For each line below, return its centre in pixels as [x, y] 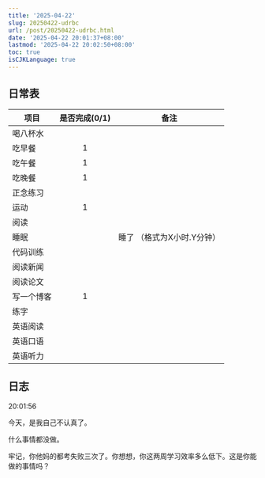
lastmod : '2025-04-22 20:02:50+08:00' [72, 45]
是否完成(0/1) [85, 118]
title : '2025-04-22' [42, 15]
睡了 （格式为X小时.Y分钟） [169, 237]
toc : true [24, 52]
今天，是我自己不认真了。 [50, 422]
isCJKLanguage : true [42, 60]
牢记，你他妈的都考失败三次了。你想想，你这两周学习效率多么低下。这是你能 [132, 456]
